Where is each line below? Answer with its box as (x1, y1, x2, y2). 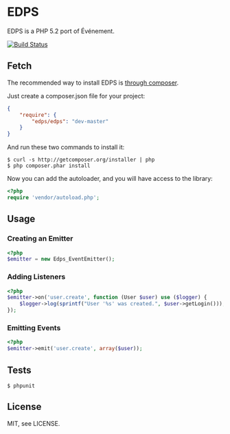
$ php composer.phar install (7, 162, 91, 169)
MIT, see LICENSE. (7, 419, 60, 427)
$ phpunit (7, 382, 36, 389)
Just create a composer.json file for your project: (7, 91, 146, 100)
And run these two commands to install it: (7, 143, 125, 151)
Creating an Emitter (7, 234, 73, 243)
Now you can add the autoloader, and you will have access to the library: (7, 175, 213, 183)
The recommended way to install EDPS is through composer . (7, 78, 179, 87)
